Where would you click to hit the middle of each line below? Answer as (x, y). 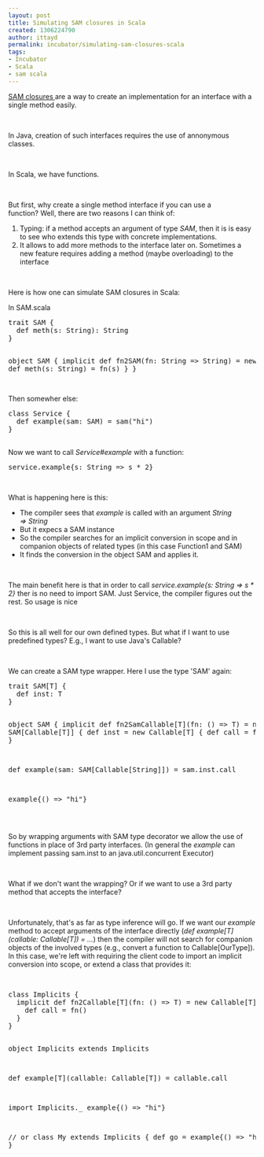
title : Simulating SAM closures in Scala (77, 23)
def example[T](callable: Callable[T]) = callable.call (118, 1078)
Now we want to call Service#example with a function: (96, 452)
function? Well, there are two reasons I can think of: (92, 213)
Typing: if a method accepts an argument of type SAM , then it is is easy (135, 228)
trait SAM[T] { (37, 686)
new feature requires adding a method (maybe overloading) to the (126, 253)
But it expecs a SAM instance (67, 529)
